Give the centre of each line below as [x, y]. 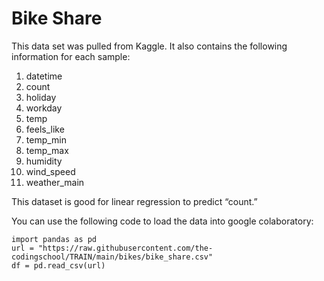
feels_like [45, 129]
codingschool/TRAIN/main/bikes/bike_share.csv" [112, 257]
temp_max [47, 150]
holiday [41, 97]
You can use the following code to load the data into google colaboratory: [162, 221]
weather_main [55, 182]
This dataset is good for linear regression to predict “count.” [134, 201]
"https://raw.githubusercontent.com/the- [125, 248]
